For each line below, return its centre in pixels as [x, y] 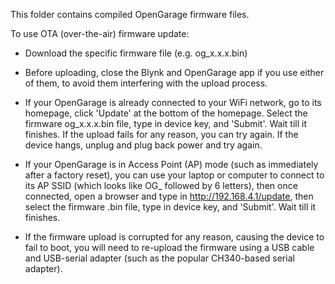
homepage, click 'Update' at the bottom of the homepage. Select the [166, 113]
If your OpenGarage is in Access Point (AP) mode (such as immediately [171, 164]
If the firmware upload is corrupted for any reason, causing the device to [174, 237]
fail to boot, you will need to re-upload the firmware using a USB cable [169, 247]
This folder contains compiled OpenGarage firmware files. [130, 14]
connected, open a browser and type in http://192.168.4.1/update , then [169, 196]
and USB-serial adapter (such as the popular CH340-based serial [159, 258]
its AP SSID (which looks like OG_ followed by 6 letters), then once [161, 185]
